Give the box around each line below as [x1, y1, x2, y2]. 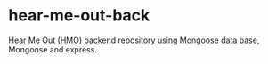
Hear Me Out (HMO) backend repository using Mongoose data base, [8, 35, 260, 45]
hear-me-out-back [8, 5, 150, 26]
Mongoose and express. [8, 44, 97, 54]
